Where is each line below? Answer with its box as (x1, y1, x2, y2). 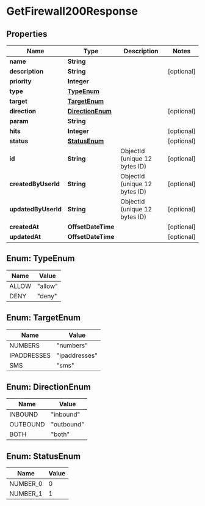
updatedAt (9, 233, 41, 241)
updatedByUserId (9, 205, 62, 213)
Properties (6, 29, 48, 39)
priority (9, 77, 32, 85)
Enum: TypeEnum (6, 253, 75, 264)
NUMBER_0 (9, 480, 43, 488)
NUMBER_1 (9, 489, 43, 498)
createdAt (9, 222, 40, 231)
